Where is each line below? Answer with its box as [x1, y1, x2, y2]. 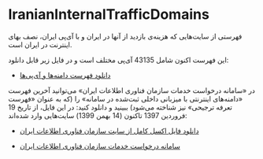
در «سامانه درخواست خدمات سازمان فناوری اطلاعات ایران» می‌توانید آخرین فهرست [8, 85, 256, 95]
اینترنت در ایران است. [8, 39, 72, 49]
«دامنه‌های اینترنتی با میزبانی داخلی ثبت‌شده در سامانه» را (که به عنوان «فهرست [8, 94, 243, 103]
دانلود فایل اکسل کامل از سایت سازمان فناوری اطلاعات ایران [19, 126, 199, 135]
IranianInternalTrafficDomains [8, 6, 210, 24]
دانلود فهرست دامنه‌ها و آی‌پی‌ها [19, 70, 111, 79]
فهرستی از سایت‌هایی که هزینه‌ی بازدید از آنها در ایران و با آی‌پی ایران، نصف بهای [8, 31, 243, 41]
